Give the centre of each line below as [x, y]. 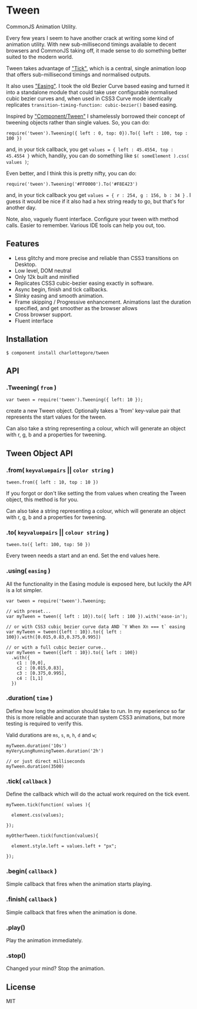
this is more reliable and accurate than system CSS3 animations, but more [96, 717]
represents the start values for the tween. [56, 417]
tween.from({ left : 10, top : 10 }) [52, 482]
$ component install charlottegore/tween [58, 353]
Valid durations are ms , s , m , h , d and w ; [51, 735]
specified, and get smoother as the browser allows [76, 308]
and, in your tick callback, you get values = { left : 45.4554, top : [90, 149]
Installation [27, 339]
